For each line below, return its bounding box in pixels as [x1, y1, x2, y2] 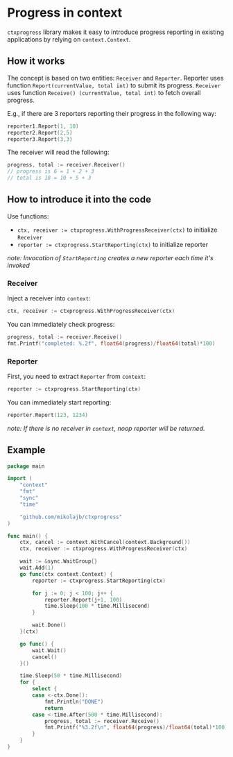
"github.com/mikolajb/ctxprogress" [19, 513, 123, 520]
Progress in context [7, 5, 123, 21]
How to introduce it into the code [7, 194, 151, 205]
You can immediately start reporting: [7, 398, 112, 407]
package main [7, 463, 45, 470]
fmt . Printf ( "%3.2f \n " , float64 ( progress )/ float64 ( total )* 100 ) [44, 724, 228, 731]
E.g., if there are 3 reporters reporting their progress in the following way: [7, 109, 217, 117]
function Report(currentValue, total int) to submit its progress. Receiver [7, 81, 221, 90]
